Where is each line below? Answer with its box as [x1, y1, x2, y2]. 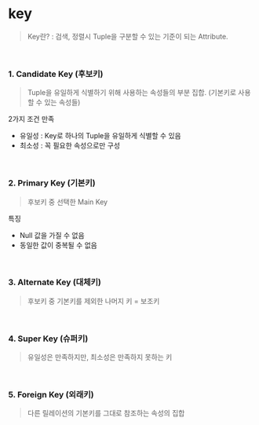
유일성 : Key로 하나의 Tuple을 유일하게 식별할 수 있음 [19, 131, 182, 141]
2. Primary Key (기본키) [8, 178, 96, 189]
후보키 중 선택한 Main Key [27, 197, 108, 207]
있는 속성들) [44, 97, 81, 107]
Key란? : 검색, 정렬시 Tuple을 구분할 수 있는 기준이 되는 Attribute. [27, 31, 229, 41]
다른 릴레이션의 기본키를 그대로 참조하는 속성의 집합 [27, 409, 185, 418]
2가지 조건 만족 [8, 115, 55, 124]
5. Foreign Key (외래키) [8, 390, 94, 401]
